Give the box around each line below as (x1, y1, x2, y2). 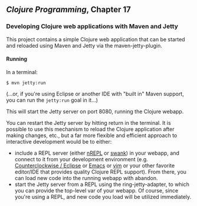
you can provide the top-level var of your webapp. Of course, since (14, 187, 179, 194)
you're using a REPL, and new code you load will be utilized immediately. (14, 193, 192, 200)
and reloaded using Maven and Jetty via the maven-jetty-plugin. (6, 42, 162, 49)
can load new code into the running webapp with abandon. (14, 174, 158, 181)
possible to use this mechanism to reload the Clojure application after (6, 125, 175, 132)
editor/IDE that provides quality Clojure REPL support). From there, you (14, 168, 187, 175)
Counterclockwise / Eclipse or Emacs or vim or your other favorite (14, 162, 175, 169)
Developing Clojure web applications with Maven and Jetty (6, 22, 179, 31)
